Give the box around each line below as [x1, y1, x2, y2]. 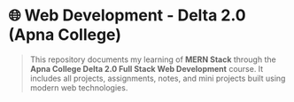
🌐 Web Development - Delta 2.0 [8, 5, 246, 26]
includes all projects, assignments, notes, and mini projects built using [29, 73, 286, 83]
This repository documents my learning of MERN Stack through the [29, 54, 276, 65]
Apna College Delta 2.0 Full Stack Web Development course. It [29, 63, 264, 74]
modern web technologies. [29, 82, 128, 93]
